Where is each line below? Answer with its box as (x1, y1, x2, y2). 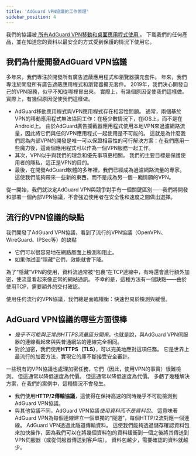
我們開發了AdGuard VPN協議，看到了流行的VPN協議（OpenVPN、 (6, 229, 166, 236)
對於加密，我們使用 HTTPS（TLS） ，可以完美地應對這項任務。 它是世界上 (14, 345, 190, 352)
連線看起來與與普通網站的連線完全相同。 (25, 338, 123, 345)
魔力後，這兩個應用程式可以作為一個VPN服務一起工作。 (19, 145, 154, 152)
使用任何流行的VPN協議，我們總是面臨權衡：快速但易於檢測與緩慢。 (6, 296, 171, 303)
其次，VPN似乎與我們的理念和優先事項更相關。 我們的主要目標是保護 (14, 152, 181, 159)
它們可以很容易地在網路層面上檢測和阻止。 (14, 249, 118, 256)
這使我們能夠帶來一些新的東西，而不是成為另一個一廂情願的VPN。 (14, 174, 174, 181)
